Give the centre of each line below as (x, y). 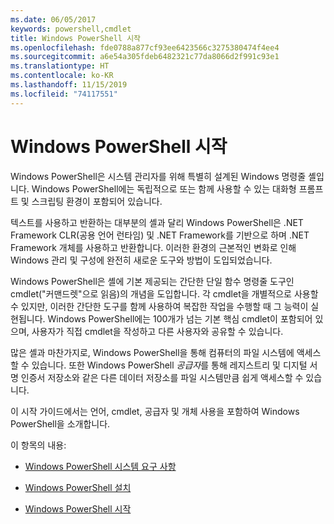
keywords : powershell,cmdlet (71, 29)
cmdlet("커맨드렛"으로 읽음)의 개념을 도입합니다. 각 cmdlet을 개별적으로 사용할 (164, 293)
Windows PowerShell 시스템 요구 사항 (100, 466)
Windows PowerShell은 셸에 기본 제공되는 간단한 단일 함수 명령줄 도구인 (152, 281)
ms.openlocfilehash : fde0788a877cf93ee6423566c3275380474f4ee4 (145, 47)
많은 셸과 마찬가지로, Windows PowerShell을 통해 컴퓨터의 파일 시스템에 (152, 352)
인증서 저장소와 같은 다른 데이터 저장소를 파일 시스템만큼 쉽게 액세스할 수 (162, 377)
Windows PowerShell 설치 (78, 487)
